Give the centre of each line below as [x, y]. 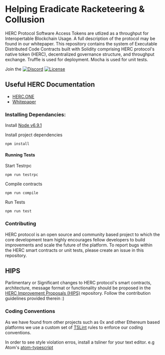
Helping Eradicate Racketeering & [75, 9]
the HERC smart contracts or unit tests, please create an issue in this [74, 250]
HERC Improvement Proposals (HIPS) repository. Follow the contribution [78, 293]
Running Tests [20, 155]
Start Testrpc [18, 166]
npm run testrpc [22, 175]
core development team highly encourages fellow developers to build [75, 239]
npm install [17, 144]
